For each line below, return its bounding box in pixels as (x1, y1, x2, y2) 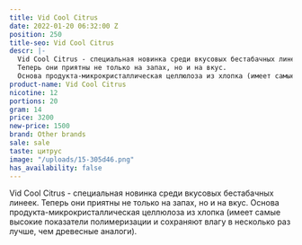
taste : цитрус (9, 146, 63, 155)
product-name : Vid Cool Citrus (9, 80, 127, 89)
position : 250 (9, 30, 63, 39)
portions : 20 (9, 96, 58, 106)
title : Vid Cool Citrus (9, 13, 99, 22)
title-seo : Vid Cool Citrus (9, 38, 115, 48)
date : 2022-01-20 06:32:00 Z (9, 22, 119, 31)
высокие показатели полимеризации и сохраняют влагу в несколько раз (9, 216, 291, 227)
